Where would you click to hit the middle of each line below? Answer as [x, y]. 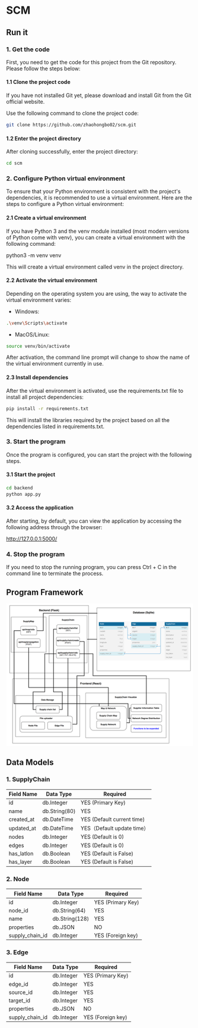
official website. [25, 102]
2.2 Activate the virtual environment [52, 280]
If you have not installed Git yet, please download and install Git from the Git [99, 95]
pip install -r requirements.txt [47, 408]
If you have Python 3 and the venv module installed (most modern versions [98, 231]
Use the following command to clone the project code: [73, 113]
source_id [21, 992]
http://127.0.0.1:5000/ [32, 539]
